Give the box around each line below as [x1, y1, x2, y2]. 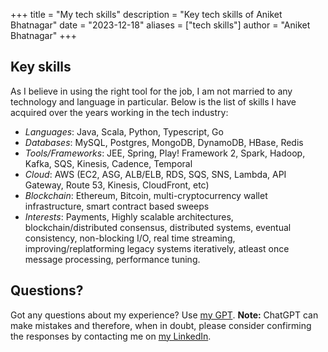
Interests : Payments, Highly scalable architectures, [24, 210, 234, 223]
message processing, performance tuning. [24, 253, 201, 265]
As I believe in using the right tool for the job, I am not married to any [10, 85, 293, 97]
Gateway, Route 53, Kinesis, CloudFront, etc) [24, 179, 210, 191]
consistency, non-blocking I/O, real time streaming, [24, 232, 236, 244]
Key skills [10, 59, 72, 76]
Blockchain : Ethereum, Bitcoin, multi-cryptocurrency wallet [24, 189, 268, 201]
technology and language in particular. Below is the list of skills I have [10, 95, 297, 108]
